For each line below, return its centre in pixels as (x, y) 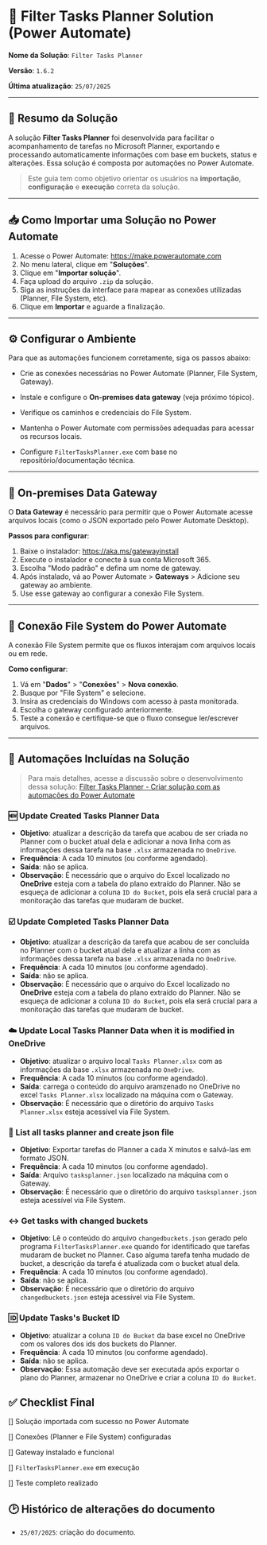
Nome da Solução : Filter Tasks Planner (75, 55)
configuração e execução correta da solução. (104, 187)
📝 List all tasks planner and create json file (91, 1132)
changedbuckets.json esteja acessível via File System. (107, 1297)
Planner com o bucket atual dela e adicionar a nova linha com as (125, 841)
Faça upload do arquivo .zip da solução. (86, 281)
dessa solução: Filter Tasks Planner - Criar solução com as (124, 786)
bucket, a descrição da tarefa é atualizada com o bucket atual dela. (130, 1264)
